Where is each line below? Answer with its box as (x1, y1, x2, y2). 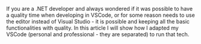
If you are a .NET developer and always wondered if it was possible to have (6, 5, 193, 12)
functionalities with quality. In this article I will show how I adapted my (6, 24, 179, 31)
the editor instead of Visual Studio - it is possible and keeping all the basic (6, 18, 190, 25)
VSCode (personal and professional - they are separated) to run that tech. (6, 31, 190, 38)
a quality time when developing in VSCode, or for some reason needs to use (6, 11, 196, 19)
